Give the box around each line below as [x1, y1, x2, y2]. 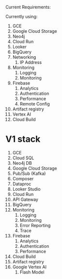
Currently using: [5, 14, 38, 19]
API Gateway [12, 196, 38, 202]
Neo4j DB [12, 160, 32, 166]
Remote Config [19, 101, 50, 107]
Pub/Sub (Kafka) [12, 171, 46, 176]
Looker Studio [12, 186, 41, 192]
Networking [12, 54, 36, 60]
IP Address [19, 60, 42, 65]
